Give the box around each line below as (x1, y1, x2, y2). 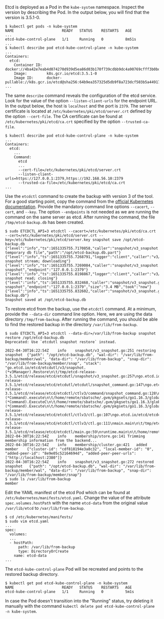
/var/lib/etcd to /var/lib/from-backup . (5, 505, 85, 511)
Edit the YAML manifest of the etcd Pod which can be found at (5, 490, 130, 495)
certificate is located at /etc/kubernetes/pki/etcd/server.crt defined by (5, 108, 152, 114)
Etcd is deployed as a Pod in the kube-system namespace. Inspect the (5, 4, 144, 10)
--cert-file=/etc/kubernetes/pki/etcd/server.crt (18, 167, 121, 172)
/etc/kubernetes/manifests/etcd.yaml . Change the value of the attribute (5, 495, 150, 500)
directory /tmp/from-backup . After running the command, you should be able (5, 316, 158, 322)
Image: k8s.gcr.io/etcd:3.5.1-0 (14, 71, 97, 76)
